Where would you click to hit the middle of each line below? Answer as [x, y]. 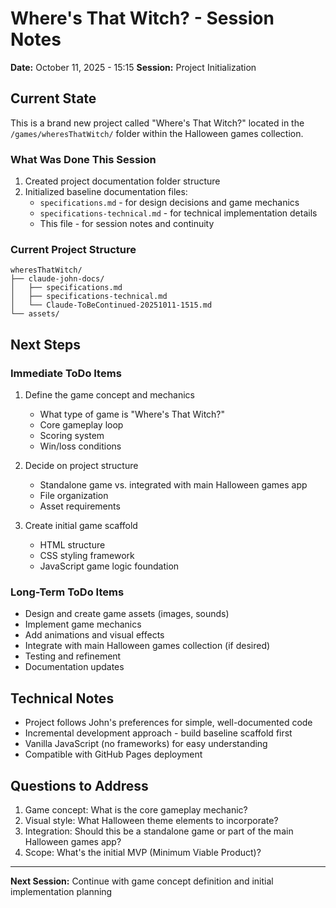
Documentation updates [74, 667]
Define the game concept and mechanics [109, 395]
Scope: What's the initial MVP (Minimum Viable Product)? [143, 852]
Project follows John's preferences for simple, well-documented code [168, 723]
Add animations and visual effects [94, 635]
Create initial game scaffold [81, 526]
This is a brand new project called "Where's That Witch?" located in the [157, 123]
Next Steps [45, 344]
